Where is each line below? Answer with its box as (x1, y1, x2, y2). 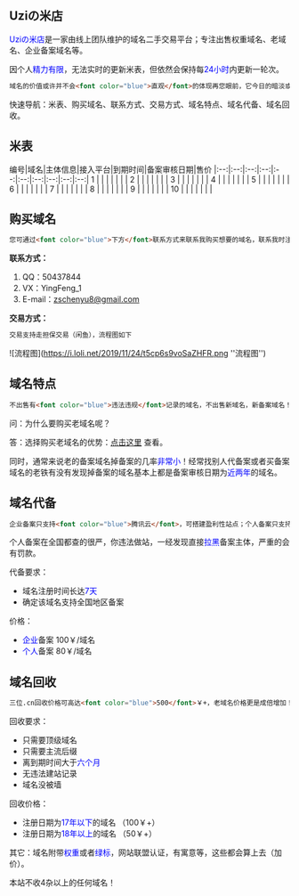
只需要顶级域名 (21, 735, 77, 745)
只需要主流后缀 (21, 746, 77, 757)
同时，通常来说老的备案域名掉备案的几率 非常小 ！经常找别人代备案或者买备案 (9, 455, 290, 466)
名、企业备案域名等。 (9, 45, 87, 55)
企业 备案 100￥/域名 (21, 635, 96, 646)
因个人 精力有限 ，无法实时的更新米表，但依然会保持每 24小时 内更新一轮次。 (9, 63, 285, 74)
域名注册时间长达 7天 (21, 586, 98, 597)
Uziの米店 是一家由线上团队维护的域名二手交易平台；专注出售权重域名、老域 (9, 34, 287, 45)
